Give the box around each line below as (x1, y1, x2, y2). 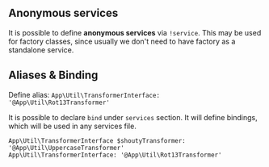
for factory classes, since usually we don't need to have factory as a (8, 36, 236, 46)
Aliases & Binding (8, 69, 99, 82)
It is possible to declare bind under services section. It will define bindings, (8, 112, 258, 122)
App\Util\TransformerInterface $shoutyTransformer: (8, 136, 186, 144)
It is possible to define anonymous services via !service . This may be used (8, 27, 262, 37)
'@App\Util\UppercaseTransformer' (8, 144, 125, 152)
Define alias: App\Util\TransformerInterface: (8, 90, 160, 99)
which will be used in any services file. (8, 121, 137, 131)
